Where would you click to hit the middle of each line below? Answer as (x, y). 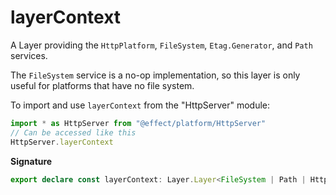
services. (29, 55)
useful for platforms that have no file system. (102, 85)
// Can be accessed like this (73, 132)
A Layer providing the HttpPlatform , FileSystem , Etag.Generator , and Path (161, 45)
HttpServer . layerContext (62, 142)
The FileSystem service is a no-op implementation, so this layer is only (155, 75)
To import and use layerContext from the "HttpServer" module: (140, 105)
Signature (31, 161)
